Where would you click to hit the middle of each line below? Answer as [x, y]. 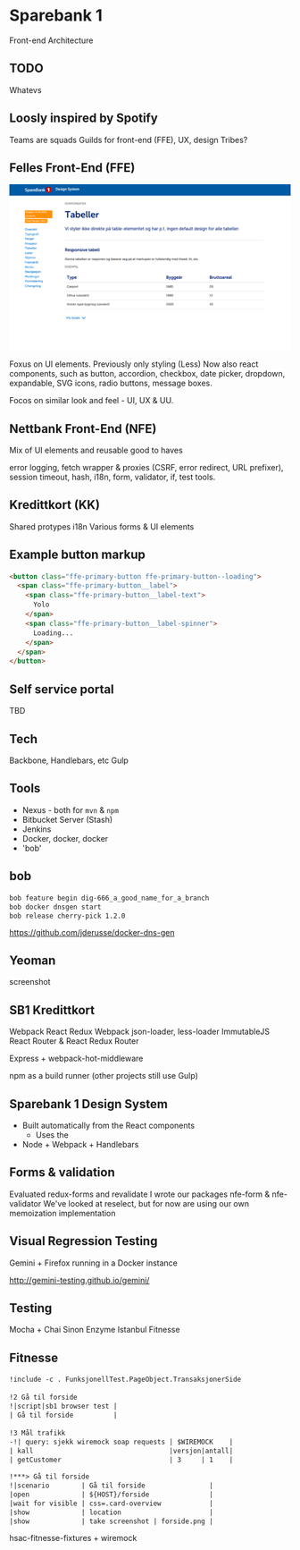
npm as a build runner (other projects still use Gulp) [104, 1076]
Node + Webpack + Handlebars [80, 1145]
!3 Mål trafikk [37, 1433]
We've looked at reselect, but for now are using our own [146, 1203]
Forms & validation [62, 1173]
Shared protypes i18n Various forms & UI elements [102, 526]
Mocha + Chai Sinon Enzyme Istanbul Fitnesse [95, 1330]
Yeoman [33, 961]
